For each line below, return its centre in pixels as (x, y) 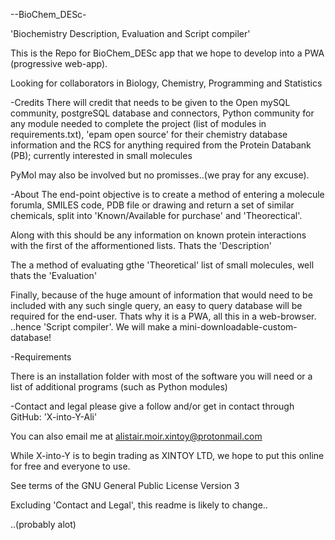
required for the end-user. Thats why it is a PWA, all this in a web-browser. (163, 316)
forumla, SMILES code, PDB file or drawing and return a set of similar (152, 205)
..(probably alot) (43, 524)
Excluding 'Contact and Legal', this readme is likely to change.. (139, 505)
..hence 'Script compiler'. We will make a (94, 327)
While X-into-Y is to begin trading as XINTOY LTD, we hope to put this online (167, 455)
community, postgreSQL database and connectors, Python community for (162, 113)
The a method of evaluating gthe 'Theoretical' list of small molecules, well (162, 265)
